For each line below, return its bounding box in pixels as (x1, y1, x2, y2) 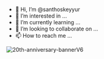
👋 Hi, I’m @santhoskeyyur (15, 6, 81, 13)
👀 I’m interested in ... (15, 12, 67, 19)
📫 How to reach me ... (15, 32, 72, 39)
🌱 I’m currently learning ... (15, 19, 81, 26)
